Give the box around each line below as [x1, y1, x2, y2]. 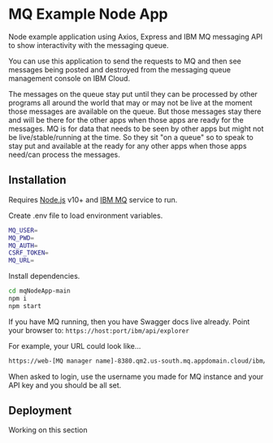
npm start [8, 302, 42, 310]
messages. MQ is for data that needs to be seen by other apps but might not [8, 124, 264, 133]
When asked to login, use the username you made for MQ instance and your [8, 371, 264, 381]
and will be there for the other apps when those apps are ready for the [8, 115, 244, 124]
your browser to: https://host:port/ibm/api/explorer [8, 325, 189, 335]
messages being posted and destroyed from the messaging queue [8, 64, 232, 74]
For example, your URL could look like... [8, 341, 141, 350]
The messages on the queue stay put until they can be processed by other [8, 89, 258, 98]
